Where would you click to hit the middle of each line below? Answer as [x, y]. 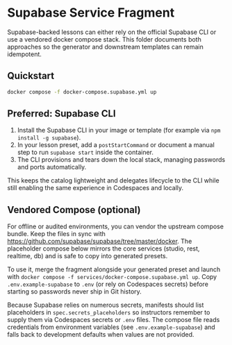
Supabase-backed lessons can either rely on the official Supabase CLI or [112, 32]
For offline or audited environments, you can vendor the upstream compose [116, 226]
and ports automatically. [52, 167]
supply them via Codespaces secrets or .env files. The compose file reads [114, 320]
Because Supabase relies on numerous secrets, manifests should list [106, 305]
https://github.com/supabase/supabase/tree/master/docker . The [100, 242]
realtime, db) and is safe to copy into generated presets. [88, 256]
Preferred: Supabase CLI [61, 113]
